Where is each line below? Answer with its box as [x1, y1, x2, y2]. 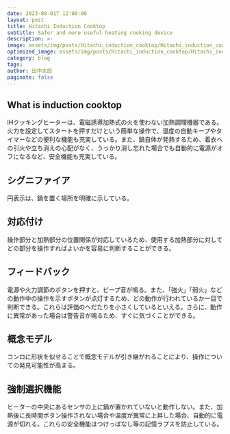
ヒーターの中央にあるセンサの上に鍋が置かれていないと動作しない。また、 [7, 402, 217, 411]
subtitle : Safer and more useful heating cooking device [7, 29, 173, 36]
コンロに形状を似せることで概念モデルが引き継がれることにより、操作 [7, 352, 205, 361]
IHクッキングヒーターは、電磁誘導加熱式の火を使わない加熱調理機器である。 [7, 118, 223, 127]
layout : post [7, 16, 44, 23]
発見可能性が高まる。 [18, 361, 79, 370]
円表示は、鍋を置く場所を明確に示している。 [7, 194, 133, 202]
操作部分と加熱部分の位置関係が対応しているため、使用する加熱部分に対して [7, 235, 223, 243]
